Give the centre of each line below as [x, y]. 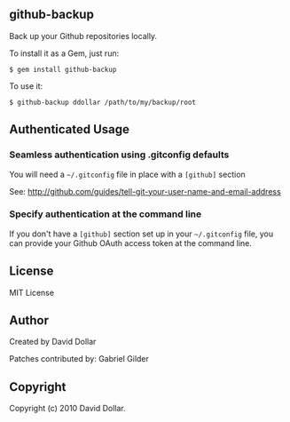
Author [29, 320]
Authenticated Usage [70, 129]
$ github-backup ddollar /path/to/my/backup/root [103, 102]
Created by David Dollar [53, 342]
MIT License [32, 292]
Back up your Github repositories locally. [83, 36]
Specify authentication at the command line [106, 214]
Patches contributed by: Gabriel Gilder [79, 359]
